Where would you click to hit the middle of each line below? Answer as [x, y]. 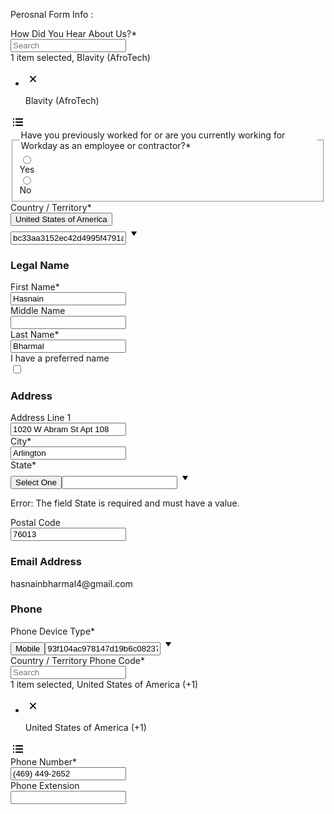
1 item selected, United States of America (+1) [104, 684]
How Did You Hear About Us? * [74, 33]
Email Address [46, 562]
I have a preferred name [60, 358]
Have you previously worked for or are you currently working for [153, 135]
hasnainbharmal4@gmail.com [71, 583]
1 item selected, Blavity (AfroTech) [80, 57]
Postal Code [35, 523]
